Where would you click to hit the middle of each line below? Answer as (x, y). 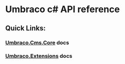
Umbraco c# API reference (62, 9)
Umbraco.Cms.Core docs (37, 43)
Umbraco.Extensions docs (39, 56)
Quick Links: (26, 28)
